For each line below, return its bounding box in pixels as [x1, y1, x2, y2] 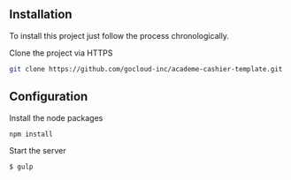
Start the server [9, 146, 66, 156]
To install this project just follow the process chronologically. [9, 30, 230, 41]
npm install [9, 130, 53, 139]
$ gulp [9, 162, 34, 171]
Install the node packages [9, 112, 103, 123]
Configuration [9, 89, 88, 104]
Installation [9, 7, 73, 22]
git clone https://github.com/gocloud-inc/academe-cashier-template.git [9, 64, 283, 73]
